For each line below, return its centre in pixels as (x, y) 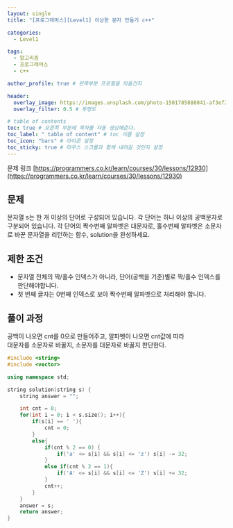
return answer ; (42, 512)
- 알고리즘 (26, 58)
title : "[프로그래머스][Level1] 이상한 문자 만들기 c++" (81, 20)
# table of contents (37, 122)
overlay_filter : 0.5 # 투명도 (55, 109)
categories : (24, 33)
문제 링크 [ (21, 168)
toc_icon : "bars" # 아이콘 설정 (50, 141)
